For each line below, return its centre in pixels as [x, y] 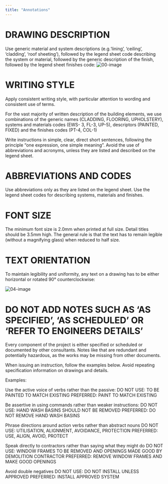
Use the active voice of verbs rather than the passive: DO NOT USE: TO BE [82, 390]
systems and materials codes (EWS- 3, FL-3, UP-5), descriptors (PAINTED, [82, 125]
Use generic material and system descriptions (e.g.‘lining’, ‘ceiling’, [74, 49]
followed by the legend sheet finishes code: [50, 65]
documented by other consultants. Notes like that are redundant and [76, 350]
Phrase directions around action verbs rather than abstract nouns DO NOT [82, 425]
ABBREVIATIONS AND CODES [68, 176]
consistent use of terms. [30, 104]
